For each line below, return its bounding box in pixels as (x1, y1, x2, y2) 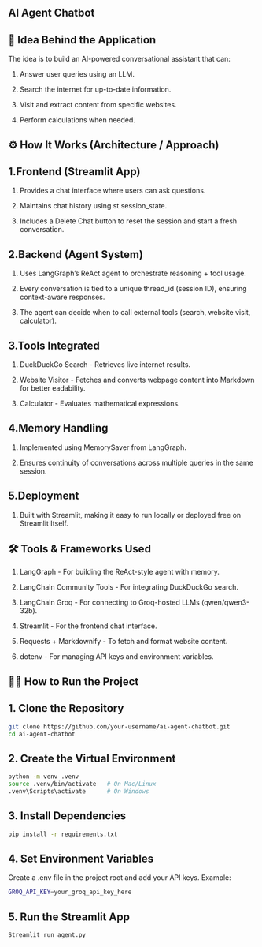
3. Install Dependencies (8, 809, 127, 823)
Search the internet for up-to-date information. (19, 84, 172, 94)
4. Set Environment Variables (8, 852, 154, 865)
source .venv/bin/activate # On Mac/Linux (8, 780, 157, 788)
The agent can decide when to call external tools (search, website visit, (19, 308, 251, 317)
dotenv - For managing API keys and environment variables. (19, 652, 214, 661)
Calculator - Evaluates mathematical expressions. (19, 399, 180, 409)
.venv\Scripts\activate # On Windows (8, 787, 149, 795)
